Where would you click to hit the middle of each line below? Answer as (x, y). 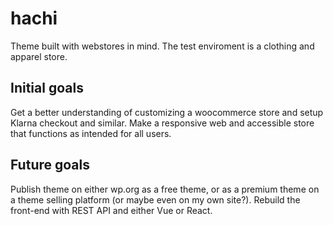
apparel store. (39, 56)
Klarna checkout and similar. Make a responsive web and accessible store (162, 123)
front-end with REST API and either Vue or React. (111, 210)
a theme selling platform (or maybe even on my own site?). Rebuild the (155, 199)
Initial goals (47, 88)
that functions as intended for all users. (91, 133)
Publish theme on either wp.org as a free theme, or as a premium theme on (165, 189)
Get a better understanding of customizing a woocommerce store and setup (167, 112)
